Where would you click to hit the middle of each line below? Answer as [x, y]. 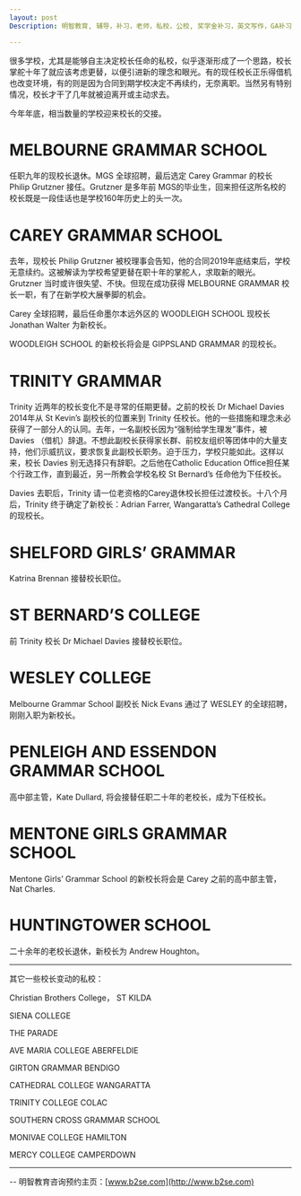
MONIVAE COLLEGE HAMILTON [68, 1137]
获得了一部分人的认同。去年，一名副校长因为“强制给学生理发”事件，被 [138, 429]
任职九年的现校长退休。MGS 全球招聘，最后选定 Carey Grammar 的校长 [141, 176]
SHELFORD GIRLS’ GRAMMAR [122, 552]
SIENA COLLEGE [40, 1016]
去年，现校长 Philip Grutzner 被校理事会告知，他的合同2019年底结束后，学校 [150, 261]
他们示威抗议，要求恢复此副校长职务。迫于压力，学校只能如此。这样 [150, 452]
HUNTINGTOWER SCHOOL [110, 925]
